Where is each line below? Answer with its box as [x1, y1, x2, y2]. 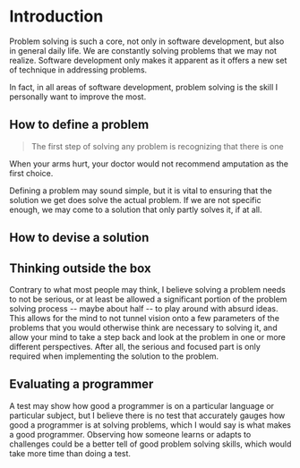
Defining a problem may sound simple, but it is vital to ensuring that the [9, 185, 272, 196]
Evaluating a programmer [9, 377, 154, 392]
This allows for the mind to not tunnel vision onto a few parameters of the [9, 312, 280, 323]
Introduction [9, 6, 104, 27]
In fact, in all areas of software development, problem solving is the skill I [9, 81, 279, 92]
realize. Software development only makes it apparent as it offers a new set [9, 55, 287, 65]
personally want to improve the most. [9, 91, 147, 102]
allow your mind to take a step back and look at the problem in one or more [9, 331, 287, 342]
